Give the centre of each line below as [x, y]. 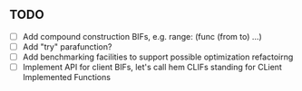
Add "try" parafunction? [67, 46]
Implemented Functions [67, 77]
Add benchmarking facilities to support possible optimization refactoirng [158, 57]
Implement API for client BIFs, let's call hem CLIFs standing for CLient [152, 67]
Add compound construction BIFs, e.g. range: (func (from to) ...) [142, 36]
